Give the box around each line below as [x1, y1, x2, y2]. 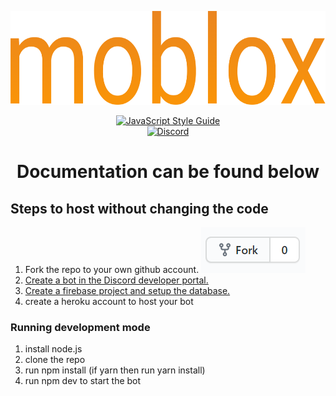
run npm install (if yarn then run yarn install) [24, 364, 206, 376]
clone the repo [24, 354, 86, 366]
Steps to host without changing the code [10, 200, 269, 217]
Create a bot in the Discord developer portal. [24, 274, 209, 286]
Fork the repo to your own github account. [24, 264, 200, 275]
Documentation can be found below [16, 161, 320, 183]
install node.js [24, 343, 83, 355]
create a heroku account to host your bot [24, 296, 194, 307]
